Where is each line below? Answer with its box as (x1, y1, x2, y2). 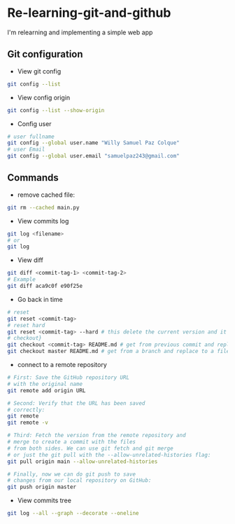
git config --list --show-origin (7, 106, 105, 113)
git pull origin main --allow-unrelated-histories (7, 457, 158, 465)
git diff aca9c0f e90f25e (7, 282, 83, 290)
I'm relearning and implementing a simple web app (7, 28, 153, 36)
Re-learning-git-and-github (7, 5, 171, 21)
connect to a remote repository (17, 361, 107, 369)
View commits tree (17, 496, 72, 505)
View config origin (17, 93, 71, 102)
